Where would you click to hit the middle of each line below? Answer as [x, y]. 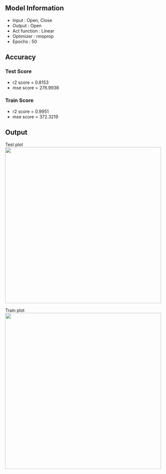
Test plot [14, 144]
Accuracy [21, 57]
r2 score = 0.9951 [30, 111]
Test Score [18, 71]
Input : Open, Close [32, 20]
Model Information [35, 8]
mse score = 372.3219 [35, 116]
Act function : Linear [33, 31]
